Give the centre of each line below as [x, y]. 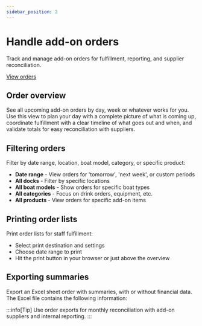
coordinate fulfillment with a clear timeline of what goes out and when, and [99, 123]
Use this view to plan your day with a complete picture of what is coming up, [101, 117]
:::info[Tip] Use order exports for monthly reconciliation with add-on [90, 310]
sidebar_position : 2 [32, 12]
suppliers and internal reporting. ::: [49, 316]
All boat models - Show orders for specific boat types [82, 187]
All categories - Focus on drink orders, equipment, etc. [84, 194]
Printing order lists [42, 219]
